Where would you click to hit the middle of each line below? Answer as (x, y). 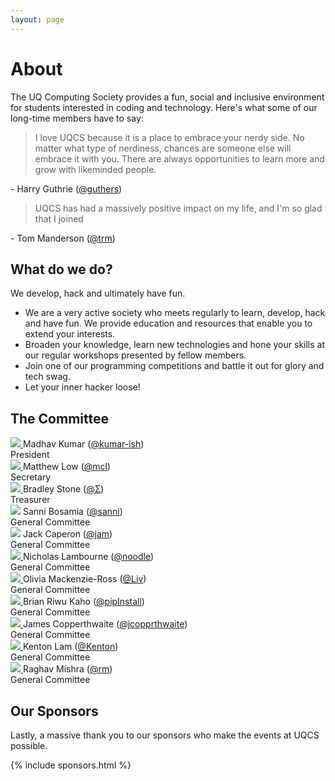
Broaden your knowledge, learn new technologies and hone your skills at (175, 345)
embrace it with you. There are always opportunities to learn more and (179, 158)
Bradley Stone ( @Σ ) (63, 489)
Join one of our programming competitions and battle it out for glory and (174, 366)
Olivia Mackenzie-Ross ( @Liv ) (84, 579)
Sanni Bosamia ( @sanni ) (72, 512)
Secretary (31, 477)
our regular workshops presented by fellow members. (135, 355)
